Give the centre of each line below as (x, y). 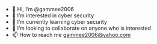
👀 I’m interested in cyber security (53, 15)
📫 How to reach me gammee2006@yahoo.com (71, 35)
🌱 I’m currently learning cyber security (59, 22)
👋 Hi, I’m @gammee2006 (43, 9)
